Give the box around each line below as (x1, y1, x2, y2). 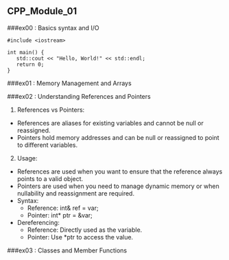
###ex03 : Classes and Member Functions (7, 246, 128, 255)
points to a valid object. (16, 174, 84, 182)
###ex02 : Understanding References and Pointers (7, 92, 151, 100)
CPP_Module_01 (7, 5, 77, 17)
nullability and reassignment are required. (16, 189, 135, 198)
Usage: (16, 154, 38, 162)
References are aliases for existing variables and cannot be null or (16, 119, 204, 127)
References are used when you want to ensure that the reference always (16, 167, 223, 176)
